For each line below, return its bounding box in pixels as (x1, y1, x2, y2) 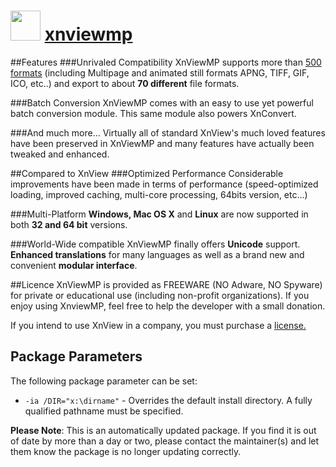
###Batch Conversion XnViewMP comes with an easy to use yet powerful (10, 96, 314, 109)
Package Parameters (10, 348, 143, 365)
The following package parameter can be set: (10, 375, 198, 387)
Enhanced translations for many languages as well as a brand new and (10, 248, 305, 260)
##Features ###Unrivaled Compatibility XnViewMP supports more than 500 (10, 56, 322, 68)
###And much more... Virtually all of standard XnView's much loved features (10, 126, 326, 139)
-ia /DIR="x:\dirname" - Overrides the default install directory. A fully (24, 394, 313, 406)
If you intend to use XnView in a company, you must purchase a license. (10, 319, 307, 331)
